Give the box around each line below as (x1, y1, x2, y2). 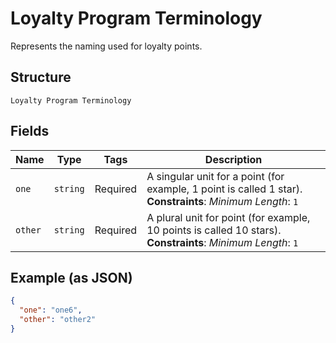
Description (204, 152, 263, 166)
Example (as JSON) (10, 269, 133, 286)
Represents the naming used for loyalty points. (10, 40, 203, 52)
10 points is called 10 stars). (146, 223, 282, 237)
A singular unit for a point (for (146, 169, 285, 183)
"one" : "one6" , (19, 305, 83, 316)
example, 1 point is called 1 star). (146, 182, 303, 196)
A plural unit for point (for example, (146, 210, 311, 224)
